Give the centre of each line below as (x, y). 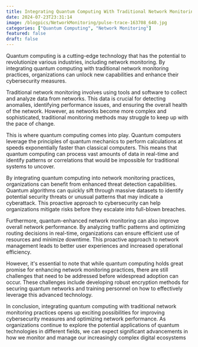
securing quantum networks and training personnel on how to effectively (94, 289)
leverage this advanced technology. (49, 295)
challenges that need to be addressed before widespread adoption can (92, 276)
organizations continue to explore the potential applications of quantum (93, 325)
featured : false (26, 34)
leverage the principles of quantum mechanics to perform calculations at (94, 141)
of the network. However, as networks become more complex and (86, 111)
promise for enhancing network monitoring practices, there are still (87, 270)
